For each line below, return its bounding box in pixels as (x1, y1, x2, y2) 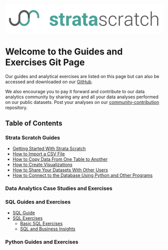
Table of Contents (5, 119, 63, 128)
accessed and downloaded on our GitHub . (5, 79, 93, 85)
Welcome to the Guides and (5, 46, 123, 57)
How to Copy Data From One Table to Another (12, 156, 108, 162)
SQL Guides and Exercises (5, 199, 71, 206)
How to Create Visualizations (12, 162, 73, 168)
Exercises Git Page (5, 56, 85, 68)
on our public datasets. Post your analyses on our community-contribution (5, 99, 159, 105)
